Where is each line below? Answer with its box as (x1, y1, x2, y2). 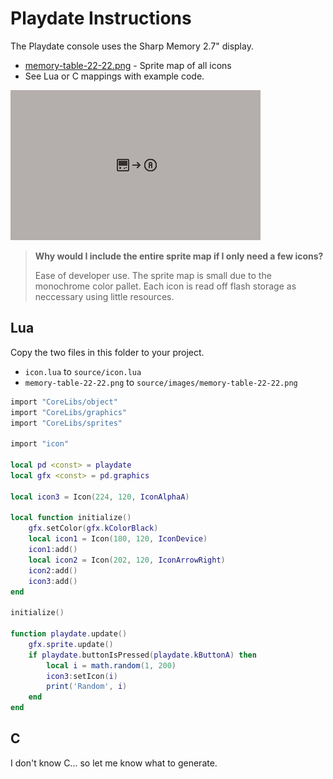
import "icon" (10, 439, 70, 449)
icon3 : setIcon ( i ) (46, 671, 118, 681)
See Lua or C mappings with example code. (24, 70, 205, 82)
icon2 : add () (28, 565, 78, 576)
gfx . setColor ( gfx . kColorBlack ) (28, 523, 159, 534)
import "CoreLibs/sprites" (10, 418, 123, 428)
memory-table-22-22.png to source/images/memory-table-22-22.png (24, 376, 298, 388)
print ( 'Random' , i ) (46, 682, 128, 692)
